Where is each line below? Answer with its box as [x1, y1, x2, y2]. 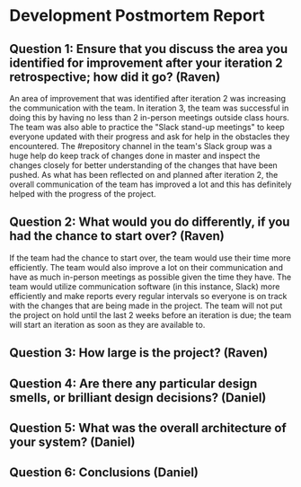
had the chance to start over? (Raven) [9, 228, 225, 243]
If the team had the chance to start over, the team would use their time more [9, 252, 291, 263]
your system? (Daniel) [9, 434, 136, 449]
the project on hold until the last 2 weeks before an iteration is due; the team [9, 309, 292, 320]
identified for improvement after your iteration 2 [9, 55, 283, 70]
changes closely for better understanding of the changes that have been [9, 160, 279, 171]
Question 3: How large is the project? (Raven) [9, 345, 269, 360]
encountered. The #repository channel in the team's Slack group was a [9, 141, 272, 151]
